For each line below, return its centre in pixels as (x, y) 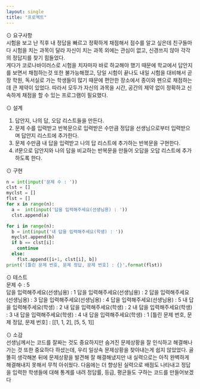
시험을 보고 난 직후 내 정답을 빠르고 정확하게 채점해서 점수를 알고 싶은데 (89, 42)
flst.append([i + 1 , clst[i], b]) (57, 259)
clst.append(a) (30, 215)
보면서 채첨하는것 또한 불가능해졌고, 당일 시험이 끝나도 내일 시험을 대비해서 (99, 72)
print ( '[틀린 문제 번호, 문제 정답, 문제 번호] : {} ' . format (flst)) (84, 265)
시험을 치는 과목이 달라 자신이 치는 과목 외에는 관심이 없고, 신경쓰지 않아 (96, 50)
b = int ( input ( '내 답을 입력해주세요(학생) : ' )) (67, 232)
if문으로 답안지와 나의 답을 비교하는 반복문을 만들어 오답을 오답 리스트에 (98, 150)
